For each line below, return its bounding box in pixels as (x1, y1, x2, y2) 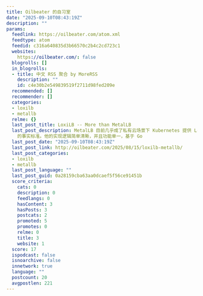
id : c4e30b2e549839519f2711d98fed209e (17, 83, 115, 89)
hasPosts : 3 (17, 207, 47, 213)
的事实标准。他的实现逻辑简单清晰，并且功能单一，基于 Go (17, 133, 143, 140)
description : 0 (17, 190, 56, 196)
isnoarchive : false (12, 258, 61, 264)
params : (6, 26, 26, 32)
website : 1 (17, 241, 45, 247)
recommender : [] (12, 94, 53, 100)
